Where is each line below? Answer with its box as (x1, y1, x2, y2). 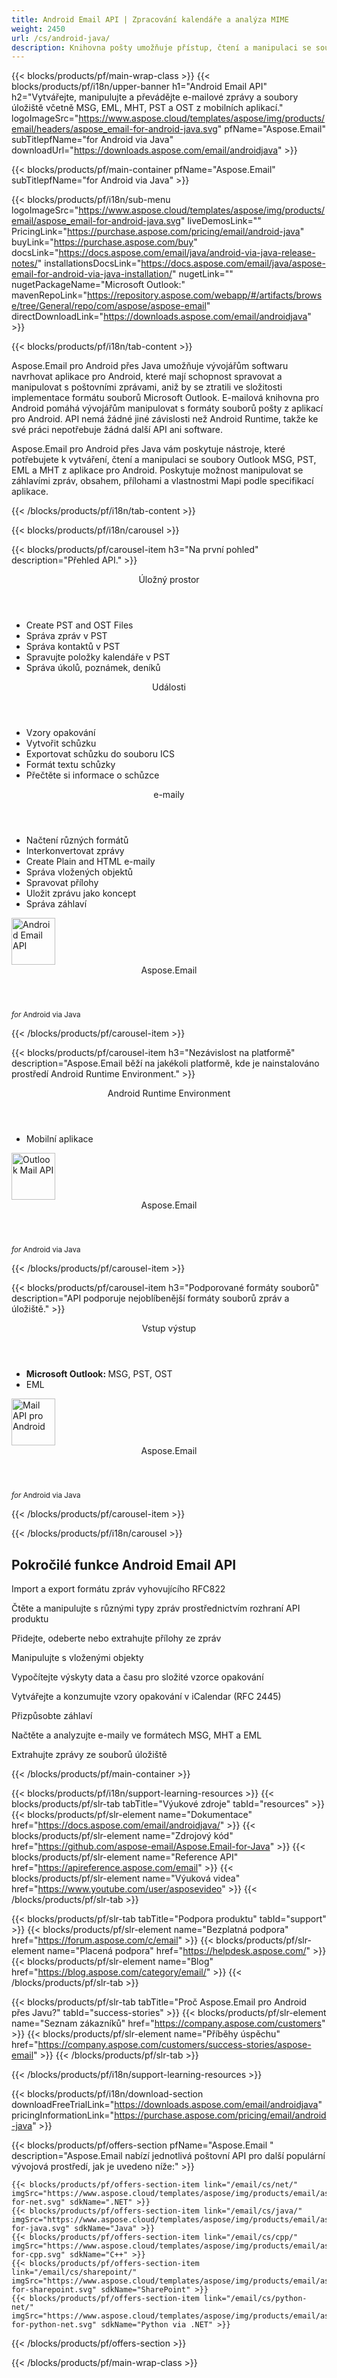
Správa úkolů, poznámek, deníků (25, 662, 161, 674)
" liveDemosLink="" (180, 215, 262, 227)
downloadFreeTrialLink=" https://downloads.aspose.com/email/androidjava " (11, 2099, 323, 2111)
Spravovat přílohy (25, 877, 99, 889)
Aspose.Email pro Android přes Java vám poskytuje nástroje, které (11, 443, 286, 455)
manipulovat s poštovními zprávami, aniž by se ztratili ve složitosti (11, 381, 283, 393)
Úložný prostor (138, 574, 200, 586)
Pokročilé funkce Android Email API (11, 1556, 237, 1573)
